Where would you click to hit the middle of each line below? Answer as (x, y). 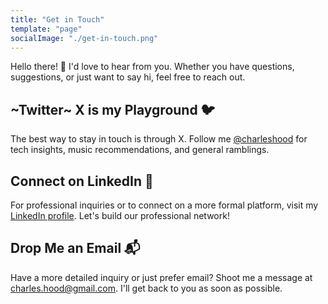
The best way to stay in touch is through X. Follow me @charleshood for (159, 139)
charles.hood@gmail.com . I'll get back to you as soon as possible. (146, 288)
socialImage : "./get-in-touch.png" (84, 38)
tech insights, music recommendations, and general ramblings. (140, 150)
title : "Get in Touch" (57, 19)
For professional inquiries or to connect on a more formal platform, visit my (164, 205)
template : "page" (46, 29)
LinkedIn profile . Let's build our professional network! (120, 215)
